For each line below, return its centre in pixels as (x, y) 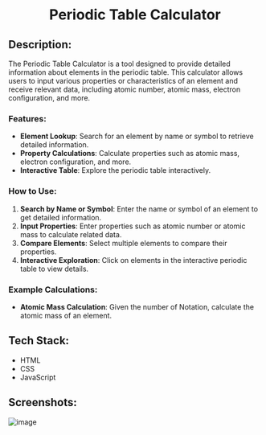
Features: (27, 118)
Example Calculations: (53, 289)
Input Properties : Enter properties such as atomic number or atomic (133, 226)
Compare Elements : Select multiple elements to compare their (123, 243)
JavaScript (38, 377)
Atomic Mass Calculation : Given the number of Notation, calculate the (137, 306)
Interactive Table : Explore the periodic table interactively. (115, 170)
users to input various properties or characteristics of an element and (123, 81)
